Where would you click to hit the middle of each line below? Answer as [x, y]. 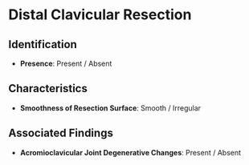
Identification [43, 44]
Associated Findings [61, 133]
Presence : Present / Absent [66, 63]
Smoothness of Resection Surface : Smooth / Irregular [110, 108]
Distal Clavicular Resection [100, 15]
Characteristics [48, 89]
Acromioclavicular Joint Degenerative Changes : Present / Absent [131, 152]
